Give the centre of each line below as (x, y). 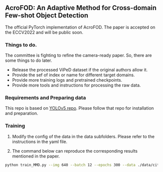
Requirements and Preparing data (46, 98)
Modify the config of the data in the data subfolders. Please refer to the (83, 136)
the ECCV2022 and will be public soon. (44, 32)
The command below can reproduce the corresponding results (75, 151)
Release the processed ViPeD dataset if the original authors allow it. (80, 70)
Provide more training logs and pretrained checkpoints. (67, 80)
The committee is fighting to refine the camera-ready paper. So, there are (78, 56)
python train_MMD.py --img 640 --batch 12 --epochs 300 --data (70, 165)
